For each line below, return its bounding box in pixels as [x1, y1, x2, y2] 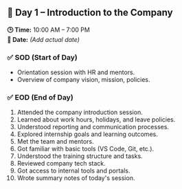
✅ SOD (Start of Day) [7, 52, 78, 62]
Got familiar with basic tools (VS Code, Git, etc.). [16, 145, 155, 153]
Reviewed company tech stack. [16, 159, 106, 168]
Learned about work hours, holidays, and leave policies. [16, 115, 176, 124]
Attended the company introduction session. [16, 108, 143, 117]
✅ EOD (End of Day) [7, 93, 73, 102]
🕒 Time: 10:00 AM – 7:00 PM [7, 25, 91, 34]
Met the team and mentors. [16, 137, 94, 146]
